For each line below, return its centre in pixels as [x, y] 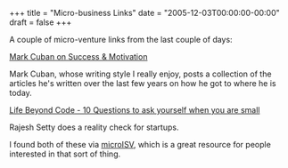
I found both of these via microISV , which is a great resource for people [140, 144]
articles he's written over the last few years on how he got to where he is [143, 83]
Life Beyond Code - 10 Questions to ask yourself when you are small [135, 110]
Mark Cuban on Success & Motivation [78, 56]
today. [21, 93]
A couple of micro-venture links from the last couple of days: [121, 40]
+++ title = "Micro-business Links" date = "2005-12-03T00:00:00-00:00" [145, 13]
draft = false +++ [41, 22]
